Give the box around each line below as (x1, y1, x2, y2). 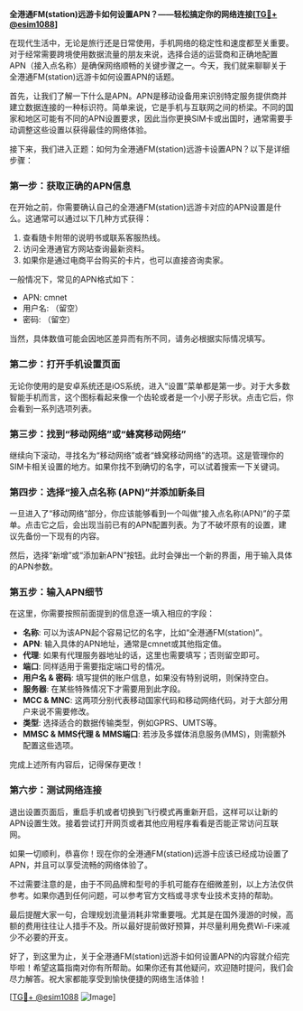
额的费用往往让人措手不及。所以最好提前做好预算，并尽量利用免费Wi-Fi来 (9, 920, 282, 931)
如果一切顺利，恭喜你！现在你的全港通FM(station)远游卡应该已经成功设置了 (9, 848, 289, 858)
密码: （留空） (22, 314, 75, 325)
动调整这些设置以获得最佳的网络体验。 (9, 125, 151, 134)
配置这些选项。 (22, 740, 78, 751)
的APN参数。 (9, 561, 59, 572)
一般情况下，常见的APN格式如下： (9, 274, 137, 285)
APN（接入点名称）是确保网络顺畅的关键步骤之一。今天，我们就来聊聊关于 (9, 60, 287, 70)
